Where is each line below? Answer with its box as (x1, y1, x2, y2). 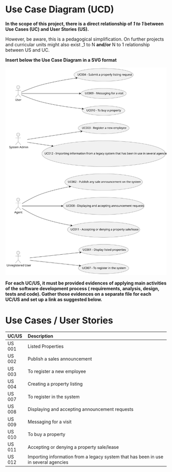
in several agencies (28, 459, 69, 465)
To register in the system (28, 393, 80, 400)
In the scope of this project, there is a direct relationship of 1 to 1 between (5, 21, 164, 27)
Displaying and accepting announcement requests (28, 406, 134, 412)
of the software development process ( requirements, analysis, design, (5, 286, 160, 292)
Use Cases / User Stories (5, 314, 114, 326)
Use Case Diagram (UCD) (5, 4, 114, 15)
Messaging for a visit (28, 419, 72, 425)
